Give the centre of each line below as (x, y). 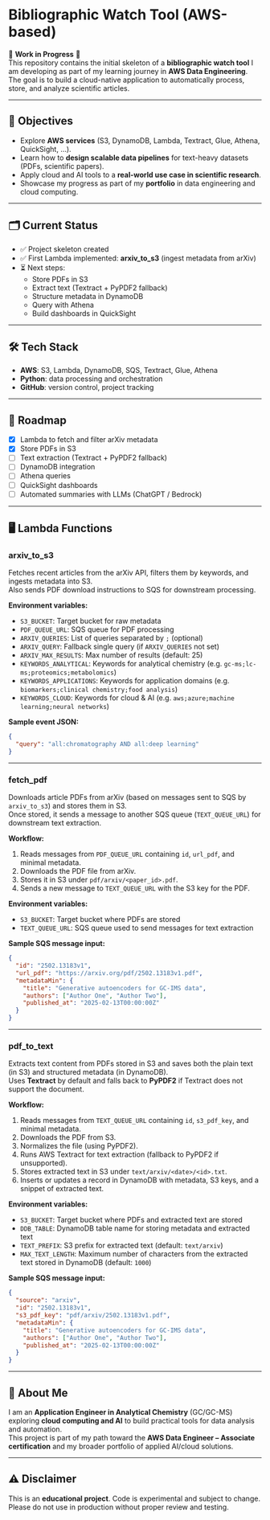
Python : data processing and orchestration (91, 379)
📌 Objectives (41, 121)
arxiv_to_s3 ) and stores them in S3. (67, 806)
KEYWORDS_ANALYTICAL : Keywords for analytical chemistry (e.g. (121, 664)
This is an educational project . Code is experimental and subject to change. (135, 1498)
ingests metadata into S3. (51, 581)
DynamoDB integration (57, 467)
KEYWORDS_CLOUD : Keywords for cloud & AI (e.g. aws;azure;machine (127, 698)
